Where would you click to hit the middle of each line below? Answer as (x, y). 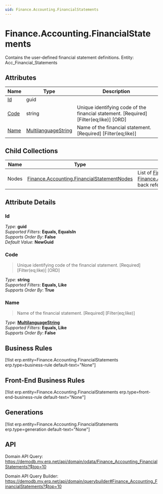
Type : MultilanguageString (33, 323)
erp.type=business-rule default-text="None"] (50, 365)
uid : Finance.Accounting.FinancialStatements (52, 9)
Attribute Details (30, 202)
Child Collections (32, 151)
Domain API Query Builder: (32, 476)
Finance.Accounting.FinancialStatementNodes (80, 179)
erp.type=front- (135, 392)
